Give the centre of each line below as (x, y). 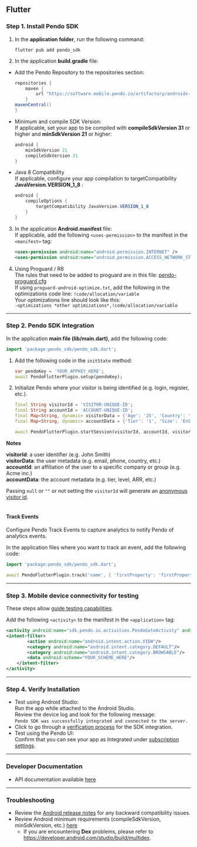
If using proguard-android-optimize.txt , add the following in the (92, 287)
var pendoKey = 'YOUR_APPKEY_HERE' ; (59, 371)
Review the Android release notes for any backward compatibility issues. (102, 813)
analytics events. (26, 536)
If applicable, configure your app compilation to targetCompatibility (96, 179)
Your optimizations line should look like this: (67, 300)
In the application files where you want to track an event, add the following (96, 547)
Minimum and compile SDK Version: (58, 121)
